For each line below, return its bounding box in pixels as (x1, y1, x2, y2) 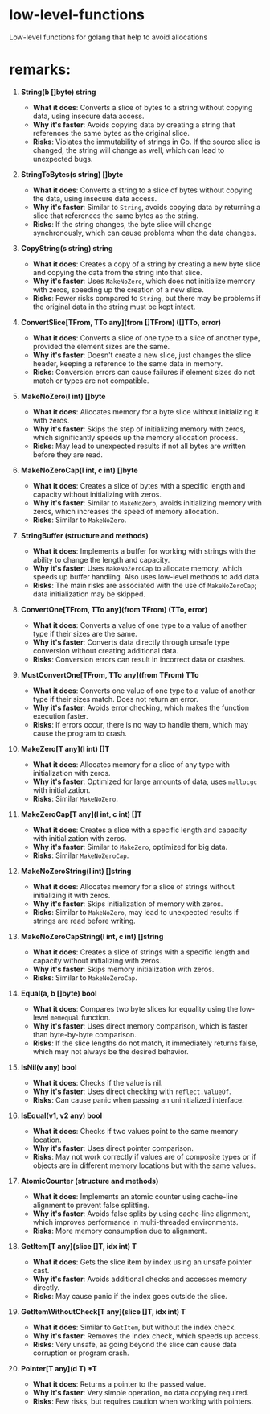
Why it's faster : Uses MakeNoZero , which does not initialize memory (32, 276, 256, 286)
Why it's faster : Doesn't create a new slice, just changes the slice (32, 350, 252, 360)
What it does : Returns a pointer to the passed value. (32, 1379, 207, 1389)
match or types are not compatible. (32, 376, 149, 385)
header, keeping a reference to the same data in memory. (32, 358, 223, 368)
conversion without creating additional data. (32, 645, 179, 655)
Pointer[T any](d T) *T (20, 1363, 97, 1373)
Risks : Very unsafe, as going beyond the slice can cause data (32, 1339, 238, 1349)
